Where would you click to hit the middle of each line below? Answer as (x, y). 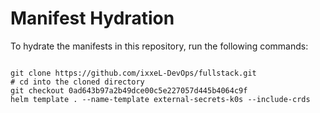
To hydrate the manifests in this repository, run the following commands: (159, 46)
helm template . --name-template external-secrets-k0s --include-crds (160, 99)
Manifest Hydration (92, 18)
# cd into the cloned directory (77, 82)
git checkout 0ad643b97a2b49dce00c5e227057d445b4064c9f (129, 90)
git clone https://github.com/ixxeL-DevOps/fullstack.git (133, 73)
